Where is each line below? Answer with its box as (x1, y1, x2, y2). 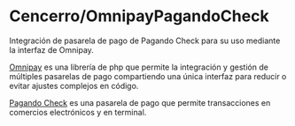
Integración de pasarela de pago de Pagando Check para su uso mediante (9, 35, 281, 46)
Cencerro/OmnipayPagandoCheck (9, 6, 269, 26)
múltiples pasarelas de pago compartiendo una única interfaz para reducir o (9, 70, 287, 81)
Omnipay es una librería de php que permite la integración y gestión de (9, 62, 268, 72)
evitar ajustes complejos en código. (9, 80, 139, 91)
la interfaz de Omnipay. (9, 44, 95, 55)
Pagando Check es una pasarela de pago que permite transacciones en (9, 97, 271, 107)
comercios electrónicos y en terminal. (9, 107, 147, 117)
